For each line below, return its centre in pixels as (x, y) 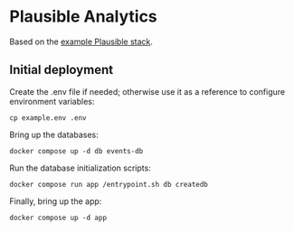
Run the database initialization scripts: (80, 168)
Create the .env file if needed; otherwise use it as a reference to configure (147, 91)
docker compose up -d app (58, 217)
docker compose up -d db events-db (76, 151)
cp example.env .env (48, 118)
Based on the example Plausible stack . (81, 42)
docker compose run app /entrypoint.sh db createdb (109, 184)
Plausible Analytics (84, 17)
